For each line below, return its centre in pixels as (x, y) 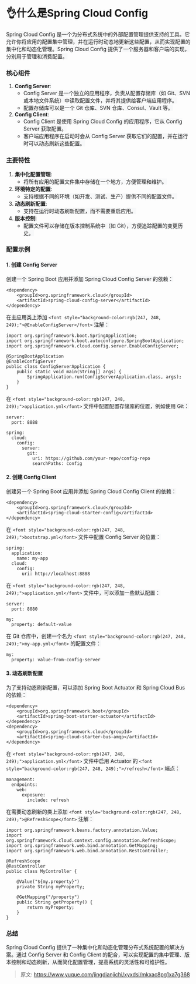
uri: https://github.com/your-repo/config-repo (91, 458)
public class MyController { (42, 872)
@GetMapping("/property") (48, 897)
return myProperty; (51, 908)
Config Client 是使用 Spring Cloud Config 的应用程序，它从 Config (103, 122)
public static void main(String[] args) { (69, 371)
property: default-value (42, 624)
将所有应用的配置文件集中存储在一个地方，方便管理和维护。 (95, 182)
